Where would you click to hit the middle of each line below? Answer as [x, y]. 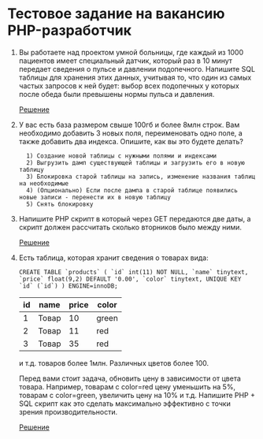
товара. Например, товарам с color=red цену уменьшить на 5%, [127, 386]
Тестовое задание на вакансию [116, 14]
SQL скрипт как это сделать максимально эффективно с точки [125, 404]
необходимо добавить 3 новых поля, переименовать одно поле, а [131, 133]
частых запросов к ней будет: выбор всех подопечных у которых [129, 86]
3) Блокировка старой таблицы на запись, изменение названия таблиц [141, 177]
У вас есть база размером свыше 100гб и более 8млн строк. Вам [129, 125]
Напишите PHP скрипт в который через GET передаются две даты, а [135, 218]
